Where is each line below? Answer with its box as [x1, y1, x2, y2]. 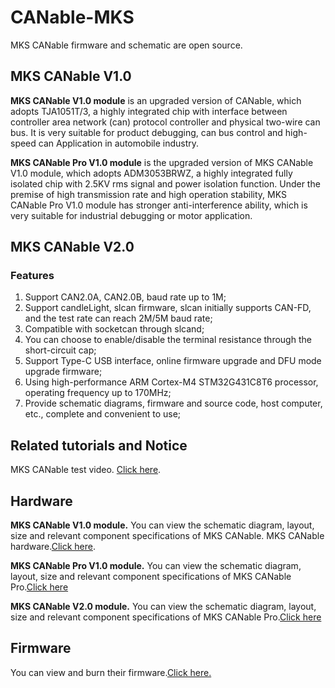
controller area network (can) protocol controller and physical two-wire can [10, 116, 321, 128]
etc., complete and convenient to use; [24, 408, 182, 420]
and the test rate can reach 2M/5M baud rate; [24, 312, 213, 325]
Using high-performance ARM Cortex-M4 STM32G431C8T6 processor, [24, 376, 319, 388]
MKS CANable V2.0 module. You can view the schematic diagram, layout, [10, 601, 317, 613]
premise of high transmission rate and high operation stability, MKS [10, 188, 287, 200]
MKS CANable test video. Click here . [10, 464, 162, 476]
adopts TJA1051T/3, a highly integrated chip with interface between [10, 105, 288, 117]
